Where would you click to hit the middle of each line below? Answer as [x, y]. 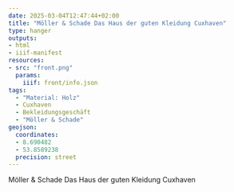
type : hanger [30, 30]
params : [28, 75]
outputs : [23, 38]
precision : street [46, 157]
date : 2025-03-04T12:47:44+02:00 [64, 16]
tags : [17, 90]
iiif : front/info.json [60, 82]
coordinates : [37, 134]
